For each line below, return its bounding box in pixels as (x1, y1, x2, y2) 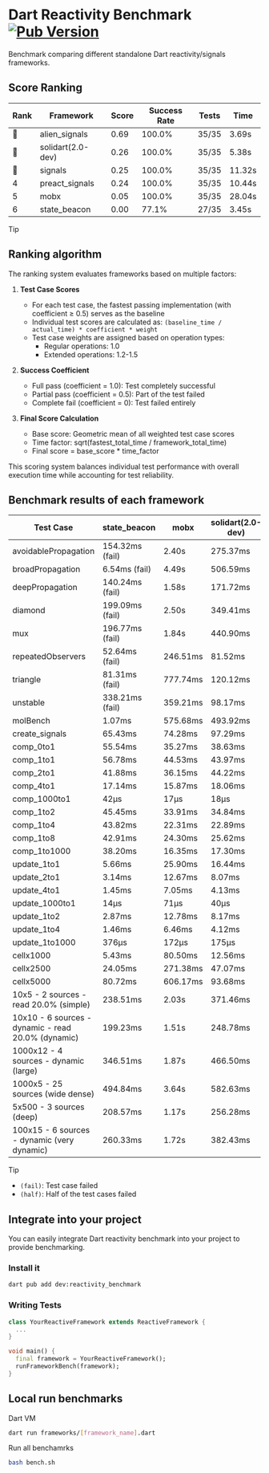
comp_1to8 (12, 832, 56, 844)
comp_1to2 (12, 807, 56, 818)
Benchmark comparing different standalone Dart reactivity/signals (8, 49, 226, 59)
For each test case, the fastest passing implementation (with (31, 299, 231, 310)
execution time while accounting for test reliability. (8, 470, 175, 479)
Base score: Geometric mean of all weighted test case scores (31, 429, 235, 438)
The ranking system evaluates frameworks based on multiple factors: (8, 269, 237, 279)
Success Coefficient (19, 365, 90, 375)
